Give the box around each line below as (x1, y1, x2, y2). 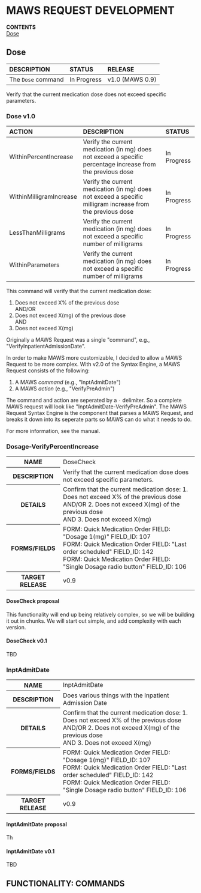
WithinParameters (9, 261, 60, 269)
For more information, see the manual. (6, 428, 100, 435)
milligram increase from (83, 200, 150, 208)
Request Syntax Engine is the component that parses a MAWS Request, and (6, 410, 193, 417)
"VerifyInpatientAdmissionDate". (6, 343, 86, 350)
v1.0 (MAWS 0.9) (107, 75, 157, 83)
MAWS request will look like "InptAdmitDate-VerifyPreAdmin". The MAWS (6, 403, 187, 410)
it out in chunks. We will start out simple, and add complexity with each (6, 617, 181, 625)
